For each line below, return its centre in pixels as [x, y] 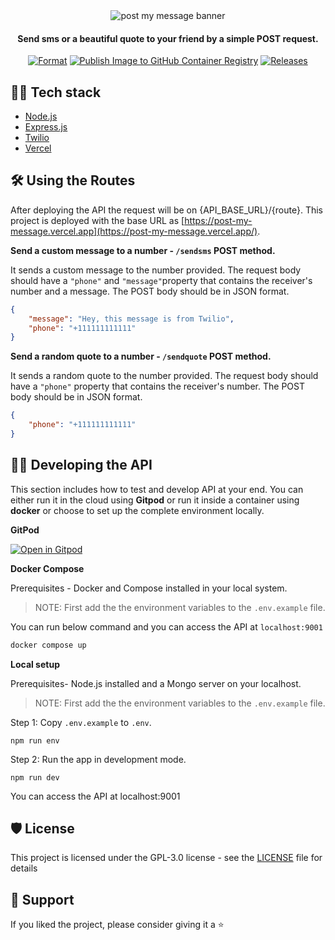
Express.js [46, 127]
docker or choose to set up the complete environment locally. [137, 510]
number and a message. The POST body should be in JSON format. [150, 291]
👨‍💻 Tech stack [56, 92]
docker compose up [48, 645]
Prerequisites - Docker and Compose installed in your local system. [149, 588]
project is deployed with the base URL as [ [97, 220]
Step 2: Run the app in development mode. [98, 759]
